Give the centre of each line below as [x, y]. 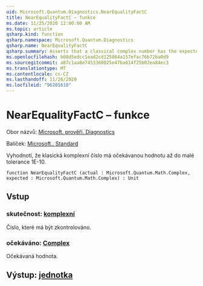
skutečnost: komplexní [41, 214]
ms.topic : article [29, 29]
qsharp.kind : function [35, 35]
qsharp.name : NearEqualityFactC [47, 46]
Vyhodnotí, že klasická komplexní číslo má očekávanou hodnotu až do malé [100, 155]
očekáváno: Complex [38, 243]
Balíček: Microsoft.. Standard [42, 144]
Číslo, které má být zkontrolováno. [49, 227]
